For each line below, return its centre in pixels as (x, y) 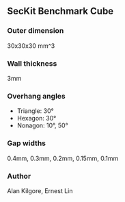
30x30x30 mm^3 (31, 46)
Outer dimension (36, 31)
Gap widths (27, 143)
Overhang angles (37, 96)
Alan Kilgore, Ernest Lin (40, 190)
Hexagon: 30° (37, 118)
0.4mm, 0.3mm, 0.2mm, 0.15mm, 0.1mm (63, 158)
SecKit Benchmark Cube (60, 11)
